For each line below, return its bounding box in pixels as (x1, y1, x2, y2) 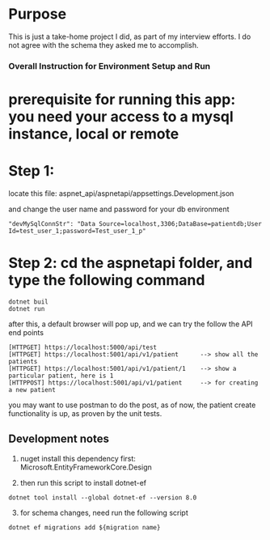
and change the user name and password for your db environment (8, 204, 230, 214)
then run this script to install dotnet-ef (19, 478, 147, 487)
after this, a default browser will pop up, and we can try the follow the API (8, 319, 253, 329)
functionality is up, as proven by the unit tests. (8, 408, 162, 418)
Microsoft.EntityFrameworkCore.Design (19, 462, 152, 472)
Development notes (8, 432, 109, 446)
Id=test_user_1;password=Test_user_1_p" (8, 227, 147, 235)
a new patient (8, 385, 57, 393)
